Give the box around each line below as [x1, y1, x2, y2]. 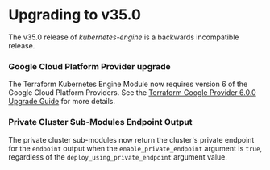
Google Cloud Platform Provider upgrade [8, 60, 171, 72]
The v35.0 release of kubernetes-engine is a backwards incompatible [8, 32, 239, 42]
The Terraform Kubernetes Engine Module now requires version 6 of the [8, 79, 248, 89]
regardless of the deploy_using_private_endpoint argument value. [8, 151, 228, 162]
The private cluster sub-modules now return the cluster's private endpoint [8, 135, 255, 144]
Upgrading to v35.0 [8, 6, 141, 24]
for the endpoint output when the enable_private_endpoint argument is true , [8, 143, 263, 153]
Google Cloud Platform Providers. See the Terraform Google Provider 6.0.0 [8, 88, 256, 97]
